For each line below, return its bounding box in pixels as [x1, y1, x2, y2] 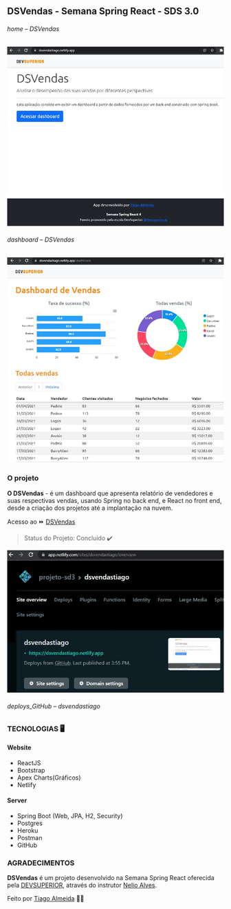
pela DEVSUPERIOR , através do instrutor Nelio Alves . [7, 881, 157, 890]
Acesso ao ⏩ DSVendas [7, 517, 76, 526]
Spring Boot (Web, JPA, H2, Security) [16, 812, 123, 820]
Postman [16, 834, 43, 842]
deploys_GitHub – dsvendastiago [7, 702, 101, 711]
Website [7, 743, 32, 752]
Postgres [16, 819, 43, 828]
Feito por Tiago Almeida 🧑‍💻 [7, 895, 85, 903]
